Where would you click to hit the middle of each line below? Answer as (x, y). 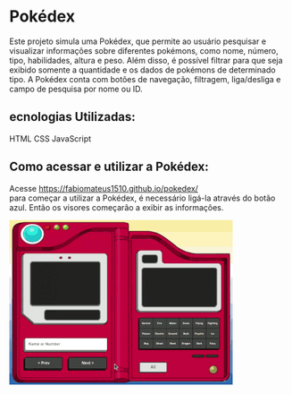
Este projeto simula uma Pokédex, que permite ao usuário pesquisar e (138, 41)
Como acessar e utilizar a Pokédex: (109, 167)
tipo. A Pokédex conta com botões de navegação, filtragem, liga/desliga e (145, 79)
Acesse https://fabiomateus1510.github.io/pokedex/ (104, 188)
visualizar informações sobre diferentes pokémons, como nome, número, (144, 50)
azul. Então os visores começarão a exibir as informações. (117, 207)
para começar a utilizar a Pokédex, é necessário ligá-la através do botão (142, 198)
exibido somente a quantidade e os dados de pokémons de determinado (142, 70)
